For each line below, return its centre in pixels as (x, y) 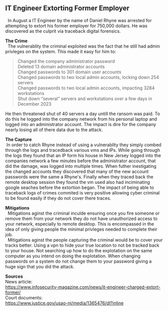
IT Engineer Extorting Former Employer (67, 8)
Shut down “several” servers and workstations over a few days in (85, 98)
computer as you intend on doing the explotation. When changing (73, 256)
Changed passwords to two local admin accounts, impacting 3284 (86, 88)
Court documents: (24, 297)
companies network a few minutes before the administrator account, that (80, 161)
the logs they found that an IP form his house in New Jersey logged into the (83, 155)
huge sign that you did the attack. (40, 266)
